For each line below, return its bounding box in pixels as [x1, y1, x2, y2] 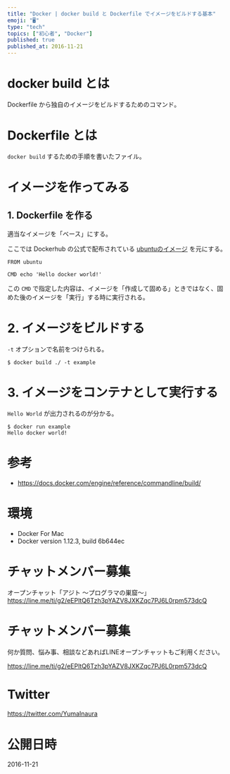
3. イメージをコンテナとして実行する [7, 385, 219, 400]
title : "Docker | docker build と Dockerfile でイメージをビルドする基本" [7, 10, 217, 18]
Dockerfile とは [7, 127, 97, 144]
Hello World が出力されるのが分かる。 [7, 409, 118, 418]
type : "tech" [7, 23, 46, 30]
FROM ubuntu [7, 258, 42, 266]
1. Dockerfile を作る [7, 209, 94, 222]
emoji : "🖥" [7, 17, 40, 24]
